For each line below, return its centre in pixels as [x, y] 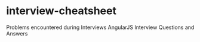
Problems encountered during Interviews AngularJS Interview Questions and [100, 27]
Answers [17, 33]
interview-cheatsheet [61, 11]
